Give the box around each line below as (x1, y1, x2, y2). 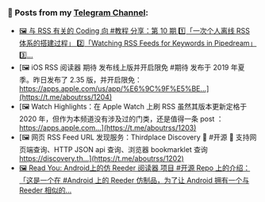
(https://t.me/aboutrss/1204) (18, 93, 113, 102)
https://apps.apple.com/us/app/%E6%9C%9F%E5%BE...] (18, 84, 209, 93)
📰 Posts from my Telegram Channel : (7, 7, 148, 18)
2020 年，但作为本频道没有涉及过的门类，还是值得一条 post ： (18, 114, 224, 124)
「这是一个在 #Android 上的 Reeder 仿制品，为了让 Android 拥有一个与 (18, 176, 250, 185)
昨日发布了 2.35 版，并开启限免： (33, 75, 142, 85)
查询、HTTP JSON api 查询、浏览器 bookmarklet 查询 (33, 145, 208, 154)
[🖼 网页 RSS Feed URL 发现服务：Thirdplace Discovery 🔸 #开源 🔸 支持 (18, 132, 251, 142)
